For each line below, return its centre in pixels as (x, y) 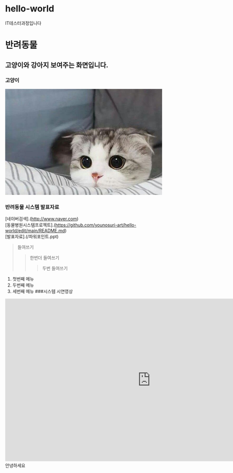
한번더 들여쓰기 (45, 258)
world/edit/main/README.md (35, 231)
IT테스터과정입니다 (23, 23)
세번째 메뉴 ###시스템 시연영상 (43, 292)
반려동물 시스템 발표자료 (32, 207)
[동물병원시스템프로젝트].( (30, 225)
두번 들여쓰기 (55, 268)
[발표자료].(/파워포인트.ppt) (32, 237)
